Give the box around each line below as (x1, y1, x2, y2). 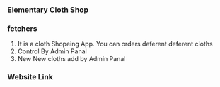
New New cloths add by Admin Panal (17, 55, 126, 63)
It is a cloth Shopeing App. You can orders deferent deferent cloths (17, 40, 214, 48)
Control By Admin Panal (17, 47, 87, 55)
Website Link (7, 72, 53, 82)
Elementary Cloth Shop (7, 5, 89, 15)
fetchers (7, 23, 37, 33)
